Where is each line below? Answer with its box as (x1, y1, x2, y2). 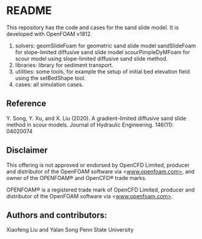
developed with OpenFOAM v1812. (6, 30, 92, 37)
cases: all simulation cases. (15, 80, 84, 88)
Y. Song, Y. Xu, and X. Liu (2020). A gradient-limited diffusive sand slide (6, 114, 187, 122)
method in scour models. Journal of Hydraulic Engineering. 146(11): (6, 121, 174, 128)
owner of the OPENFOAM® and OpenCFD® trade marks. (6, 174, 147, 181)
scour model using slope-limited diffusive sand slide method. (15, 55, 168, 62)
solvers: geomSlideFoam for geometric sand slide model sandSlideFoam (15, 42, 196, 49)
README (6, 4, 52, 18)
